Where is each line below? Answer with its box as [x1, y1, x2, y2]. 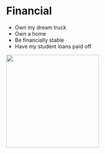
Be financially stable [14, 36, 64, 43]
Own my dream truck [14, 24, 66, 31]
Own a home [14, 30, 46, 37]
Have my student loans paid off [14, 43, 92, 50]
